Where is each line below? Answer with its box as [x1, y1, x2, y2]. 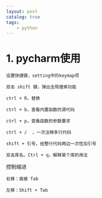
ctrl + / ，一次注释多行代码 [6, 129, 72, 135]
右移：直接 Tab [6, 176, 39, 182]
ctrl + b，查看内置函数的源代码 [6, 107, 75, 113]
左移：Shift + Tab [6, 187, 48, 193]
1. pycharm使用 [6, 52, 81, 65]
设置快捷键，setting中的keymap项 [6, 73, 80, 79]
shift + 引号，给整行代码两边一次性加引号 [6, 141, 97, 147]
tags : [6, 19, 19, 25]
